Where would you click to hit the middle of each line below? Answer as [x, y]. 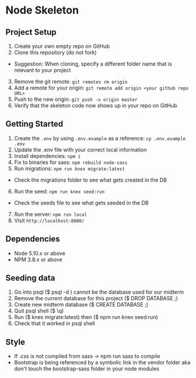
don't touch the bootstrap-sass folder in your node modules [87, 369]
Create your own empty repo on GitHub [62, 46]
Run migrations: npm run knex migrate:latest [69, 168]
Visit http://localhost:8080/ [49, 220]
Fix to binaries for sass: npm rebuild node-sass [71, 162]
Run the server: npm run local [51, 214]
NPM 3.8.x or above [38, 259]
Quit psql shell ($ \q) [39, 311]
